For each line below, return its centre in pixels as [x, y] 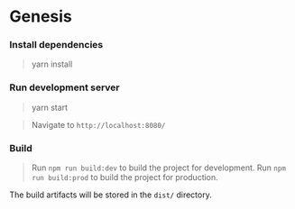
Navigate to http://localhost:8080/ [98, 124]
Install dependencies [56, 45]
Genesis [41, 17]
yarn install [52, 64]
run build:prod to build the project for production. [124, 177]
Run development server [65, 87]
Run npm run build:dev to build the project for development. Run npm [159, 168]
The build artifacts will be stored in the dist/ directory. [111, 195]
